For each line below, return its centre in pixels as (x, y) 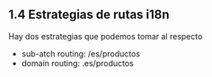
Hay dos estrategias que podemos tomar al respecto (106, 36)
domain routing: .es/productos (77, 63)
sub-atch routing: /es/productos (81, 54)
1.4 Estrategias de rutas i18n (89, 15)
